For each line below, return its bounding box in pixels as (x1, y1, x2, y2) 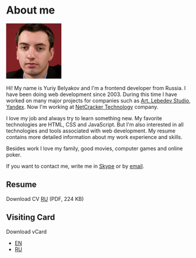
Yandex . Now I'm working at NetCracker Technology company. (6, 103, 159, 110)
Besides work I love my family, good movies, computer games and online (6, 145, 183, 152)
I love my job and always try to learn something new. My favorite (6, 114, 162, 121)
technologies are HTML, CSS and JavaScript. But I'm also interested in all (6, 121, 184, 128)
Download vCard (6, 228, 47, 235)
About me (6, 4, 55, 17)
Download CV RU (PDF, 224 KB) (6, 195, 84, 202)
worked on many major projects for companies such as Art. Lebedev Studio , (6, 97, 191, 104)
